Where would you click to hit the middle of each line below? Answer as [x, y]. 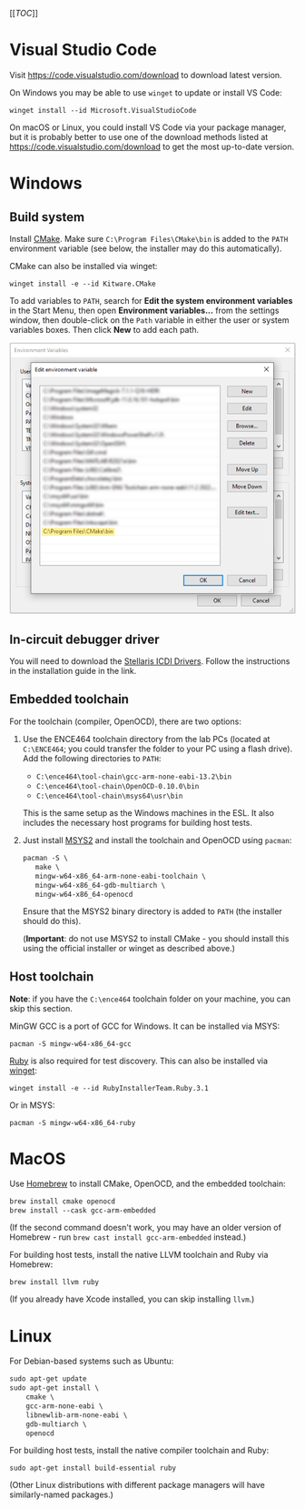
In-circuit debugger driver [85, 639]
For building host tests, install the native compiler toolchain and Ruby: [139, 1451]
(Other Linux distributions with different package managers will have [137, 1485]
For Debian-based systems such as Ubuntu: [92, 1361]
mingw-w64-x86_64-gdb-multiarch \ [100, 885]
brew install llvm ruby [54, 1283]
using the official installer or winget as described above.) [129, 948]
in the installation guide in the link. [73, 670]
